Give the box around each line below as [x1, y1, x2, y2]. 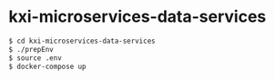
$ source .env [8, 53, 63, 63]
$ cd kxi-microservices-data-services [8, 36, 156, 45]
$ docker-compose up [8, 62, 87, 71]
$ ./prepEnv [8, 45, 54, 54]
